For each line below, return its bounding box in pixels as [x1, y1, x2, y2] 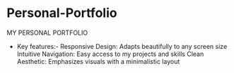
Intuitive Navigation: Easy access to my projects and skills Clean [16, 50, 204, 58]
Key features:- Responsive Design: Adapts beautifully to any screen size [16, 42, 228, 50]
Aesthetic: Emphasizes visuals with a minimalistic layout [16, 57, 180, 65]
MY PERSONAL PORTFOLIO [6, 28, 88, 37]
